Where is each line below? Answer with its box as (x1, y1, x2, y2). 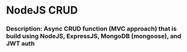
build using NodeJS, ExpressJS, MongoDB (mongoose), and (6, 32, 182, 40)
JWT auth (6, 40, 35, 48)
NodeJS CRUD (6, 4, 78, 17)
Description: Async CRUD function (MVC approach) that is (6, 25, 177, 33)
